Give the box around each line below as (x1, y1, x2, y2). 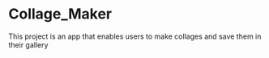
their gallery (8, 39, 49, 49)
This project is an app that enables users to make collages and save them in (8, 31, 262, 41)
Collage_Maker (8, 5, 112, 23)
